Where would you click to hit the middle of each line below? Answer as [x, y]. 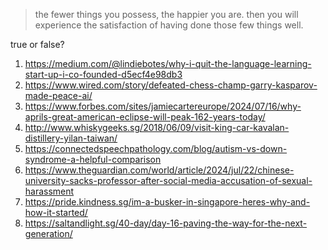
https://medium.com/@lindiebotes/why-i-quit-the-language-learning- [168, 63]
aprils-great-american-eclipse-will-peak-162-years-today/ [145, 117]
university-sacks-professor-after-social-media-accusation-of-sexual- [168, 180]
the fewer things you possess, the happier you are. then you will [166, 14]
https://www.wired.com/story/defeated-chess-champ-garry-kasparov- [171, 85]
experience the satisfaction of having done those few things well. [169, 25]
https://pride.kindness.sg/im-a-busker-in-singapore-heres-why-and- [167, 202]
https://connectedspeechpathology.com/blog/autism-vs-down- [156, 148]
